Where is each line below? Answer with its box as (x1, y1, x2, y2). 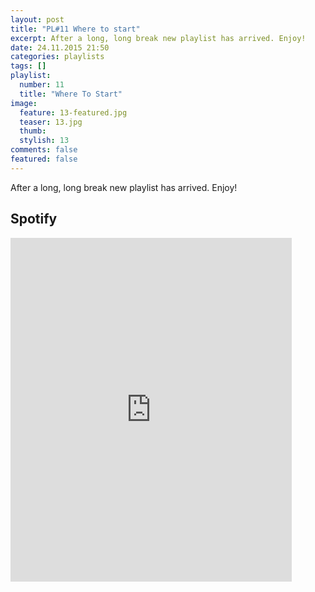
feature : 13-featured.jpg (19, 107, 128, 118)
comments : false (10, 145, 78, 155)
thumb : (19, 126, 47, 136)
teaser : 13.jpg (19, 117, 83, 127)
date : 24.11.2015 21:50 (10, 42, 110, 53)
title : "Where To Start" (19, 89, 123, 99)
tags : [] (10, 61, 47, 71)
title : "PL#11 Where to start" (10, 24, 141, 34)
